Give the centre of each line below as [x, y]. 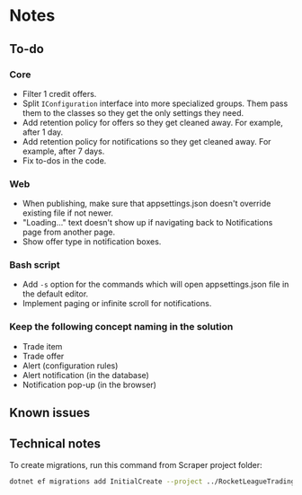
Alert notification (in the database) [86, 375]
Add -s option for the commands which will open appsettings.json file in [155, 285]
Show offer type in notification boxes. [92, 242]
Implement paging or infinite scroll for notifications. [117, 304]
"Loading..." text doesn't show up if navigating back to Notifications [147, 223]
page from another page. [68, 232]
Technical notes [55, 443]
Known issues [50, 413]
